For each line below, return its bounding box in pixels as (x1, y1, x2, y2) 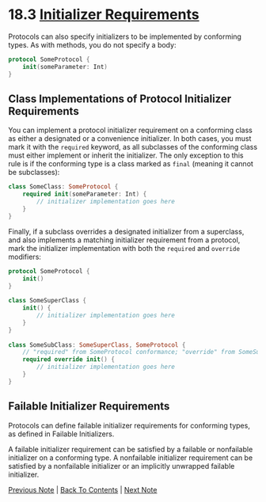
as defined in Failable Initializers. (8, 429, 115, 439)
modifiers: (8, 252, 42, 261)
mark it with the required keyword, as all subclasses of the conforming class (8, 143, 258, 152)
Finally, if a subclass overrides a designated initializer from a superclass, (8, 226, 245, 236)
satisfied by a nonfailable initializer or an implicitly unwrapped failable (8, 461, 235, 470)
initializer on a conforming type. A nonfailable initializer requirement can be (8, 453, 253, 462)
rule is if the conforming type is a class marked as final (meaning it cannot (8, 159, 253, 169)
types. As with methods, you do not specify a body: (8, 40, 177, 49)
